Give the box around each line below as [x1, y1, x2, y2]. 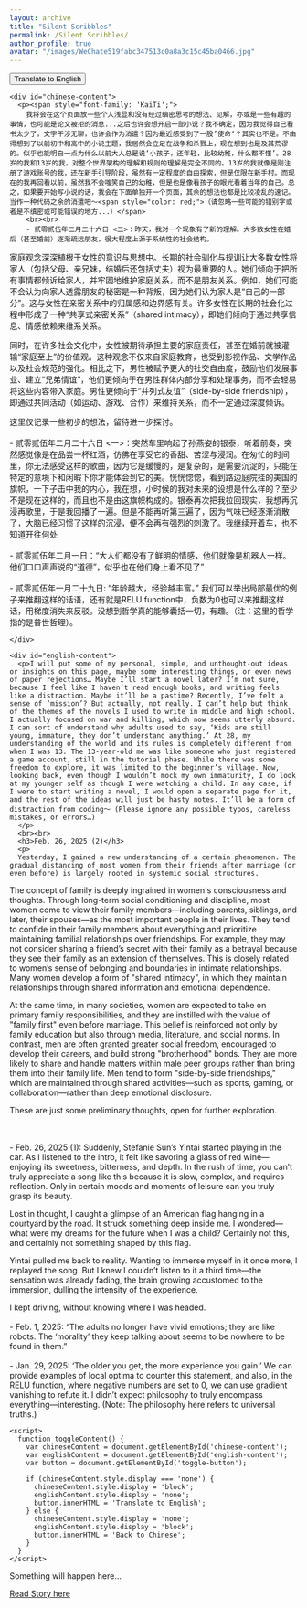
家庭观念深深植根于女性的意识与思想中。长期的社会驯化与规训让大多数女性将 [9, 252, 298, 263]
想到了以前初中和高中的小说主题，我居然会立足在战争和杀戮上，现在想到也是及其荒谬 [16, 139, 289, 149]
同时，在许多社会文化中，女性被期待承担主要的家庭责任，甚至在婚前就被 [9, 340, 281, 351]
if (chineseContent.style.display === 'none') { [26, 1475, 215, 1484]
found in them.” [9, 1341, 68, 1352]
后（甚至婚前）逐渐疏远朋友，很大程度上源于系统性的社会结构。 [9, 235, 214, 244]
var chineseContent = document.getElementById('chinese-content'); [26, 1443, 288, 1452]
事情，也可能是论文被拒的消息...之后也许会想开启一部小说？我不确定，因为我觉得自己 [9, 120, 288, 129]
